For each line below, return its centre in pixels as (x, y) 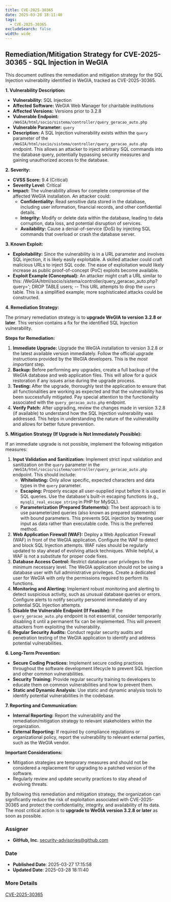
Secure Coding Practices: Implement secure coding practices (78, 663)
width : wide (18, 34)
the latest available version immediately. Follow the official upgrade (83, 353)
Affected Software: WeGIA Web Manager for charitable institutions (83, 105)
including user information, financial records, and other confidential (91, 207)
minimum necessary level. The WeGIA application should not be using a (88, 567)
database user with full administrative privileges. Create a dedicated (84, 572)
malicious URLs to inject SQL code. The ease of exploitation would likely (88, 265)
